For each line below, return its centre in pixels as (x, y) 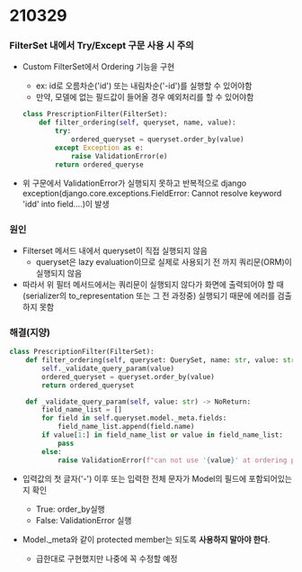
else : (52, 451)
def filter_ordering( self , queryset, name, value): (138, 123)
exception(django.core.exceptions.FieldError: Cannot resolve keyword (152, 193)
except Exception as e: (99, 148)
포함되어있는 (270, 478)
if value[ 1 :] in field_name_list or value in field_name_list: (162, 435)
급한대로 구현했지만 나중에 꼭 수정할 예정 (107, 558)
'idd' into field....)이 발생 (66, 204)
